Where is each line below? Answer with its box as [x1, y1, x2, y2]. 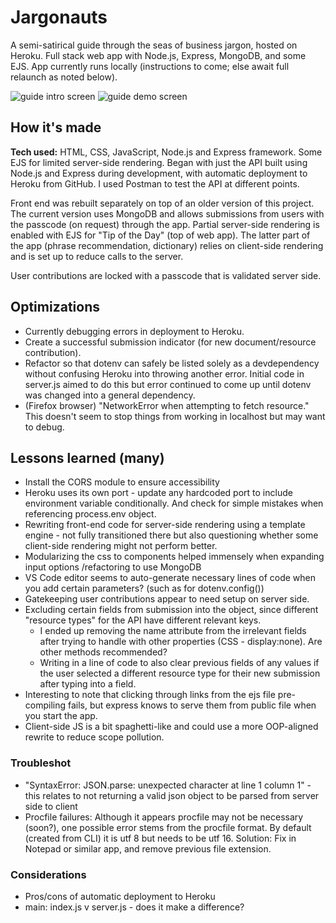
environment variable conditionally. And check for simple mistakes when [24, 497, 324, 510]
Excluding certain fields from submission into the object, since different [24, 604, 319, 616]
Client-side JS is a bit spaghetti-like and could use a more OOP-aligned [24, 721, 319, 733]
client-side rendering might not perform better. [24, 540, 218, 552]
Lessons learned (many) [10, 449, 165, 466]
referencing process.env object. [24, 508, 157, 520]
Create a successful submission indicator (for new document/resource [24, 336, 317, 348]
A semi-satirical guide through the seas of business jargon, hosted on [10, 39, 298, 51]
